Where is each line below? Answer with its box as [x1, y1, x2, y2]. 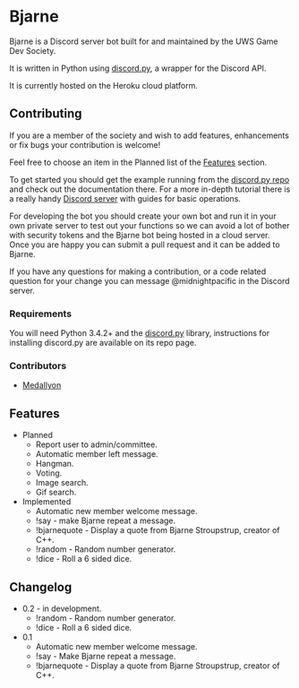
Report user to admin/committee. [35, 439, 158, 450]
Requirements [9, 307, 73, 320]
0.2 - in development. [21, 603, 102, 614]
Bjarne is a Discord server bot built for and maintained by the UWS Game [9, 36, 279, 47]
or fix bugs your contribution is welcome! [9, 139, 161, 150]
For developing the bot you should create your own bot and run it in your [9, 211, 277, 221]
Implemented [21, 496, 72, 507]
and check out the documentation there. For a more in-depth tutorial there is [9, 184, 291, 194]
